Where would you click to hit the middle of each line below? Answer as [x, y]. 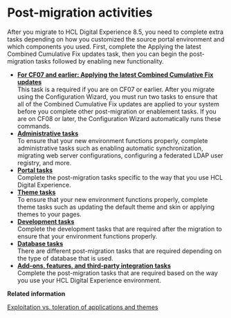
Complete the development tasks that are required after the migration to [120, 229]
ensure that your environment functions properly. [87, 236]
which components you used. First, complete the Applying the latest [104, 46]
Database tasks [40, 243]
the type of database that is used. [65, 258]
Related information [36, 293]
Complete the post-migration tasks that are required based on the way [117, 273]
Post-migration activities [80, 13]
